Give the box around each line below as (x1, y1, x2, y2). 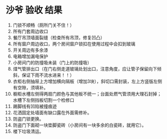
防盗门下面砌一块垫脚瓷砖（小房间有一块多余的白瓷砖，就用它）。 (12, 122, 147, 128)
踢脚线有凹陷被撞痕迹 (12, 103, 57, 109)
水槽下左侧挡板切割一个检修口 (12, 97, 74, 103)
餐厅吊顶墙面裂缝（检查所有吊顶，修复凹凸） (12, 34, 105, 40)
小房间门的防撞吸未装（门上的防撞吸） (12, 59, 92, 65)
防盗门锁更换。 (12, 115, 44, 121)
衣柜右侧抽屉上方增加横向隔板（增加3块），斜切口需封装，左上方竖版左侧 (12, 78, 163, 84)
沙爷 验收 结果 (5, 4, 63, 16)
